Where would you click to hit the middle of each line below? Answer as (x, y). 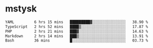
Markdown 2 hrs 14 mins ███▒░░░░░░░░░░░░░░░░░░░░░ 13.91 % (77, 36)
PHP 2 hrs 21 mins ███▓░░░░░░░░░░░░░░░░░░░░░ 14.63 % (77, 31)
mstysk (21, 9)
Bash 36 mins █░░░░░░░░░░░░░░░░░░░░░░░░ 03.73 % (77, 40)
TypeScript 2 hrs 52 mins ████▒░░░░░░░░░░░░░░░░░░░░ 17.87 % (77, 26)
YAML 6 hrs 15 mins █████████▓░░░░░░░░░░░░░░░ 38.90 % (77, 22)
